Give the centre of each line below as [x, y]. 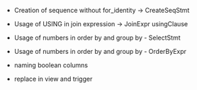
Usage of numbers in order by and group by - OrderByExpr [100, 51]
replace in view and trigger [53, 79]
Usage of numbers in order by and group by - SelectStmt [97, 38]
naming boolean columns [51, 65]
